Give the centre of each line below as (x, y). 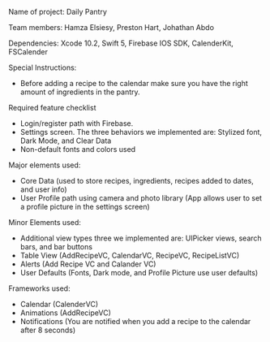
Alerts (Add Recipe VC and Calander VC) (88, 264)
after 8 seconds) (48, 330)
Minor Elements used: (45, 222)
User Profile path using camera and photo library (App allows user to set (141, 198)
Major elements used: (45, 165)
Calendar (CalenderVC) (59, 304)
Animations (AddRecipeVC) (66, 313)
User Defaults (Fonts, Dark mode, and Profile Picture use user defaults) (139, 273)
